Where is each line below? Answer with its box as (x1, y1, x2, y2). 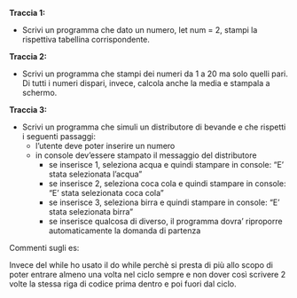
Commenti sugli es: (9, 243, 80, 253)
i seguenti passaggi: (21, 131, 96, 141)
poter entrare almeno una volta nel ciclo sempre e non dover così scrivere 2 (9, 270, 286, 279)
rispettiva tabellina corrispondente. (21, 35, 151, 44)
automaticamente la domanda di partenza (48, 225, 201, 236)
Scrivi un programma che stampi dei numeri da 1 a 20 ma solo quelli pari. (21, 68, 288, 79)
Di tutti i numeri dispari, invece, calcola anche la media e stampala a (21, 78, 270, 88)
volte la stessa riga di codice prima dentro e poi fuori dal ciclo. (9, 278, 237, 289)
